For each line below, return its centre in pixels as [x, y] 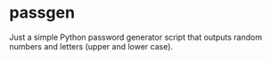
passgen [42, 13]
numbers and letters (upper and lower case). [91, 46]
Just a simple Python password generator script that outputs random [136, 37]
